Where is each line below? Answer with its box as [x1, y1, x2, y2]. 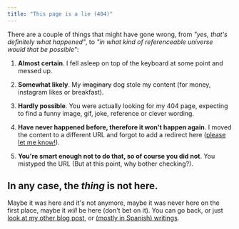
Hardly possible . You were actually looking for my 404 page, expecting [17, 101, 228, 110]
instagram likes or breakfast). [17, 87, 104, 96]
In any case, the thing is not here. [7, 180, 158, 192]
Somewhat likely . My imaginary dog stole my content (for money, [17, 80, 211, 89]
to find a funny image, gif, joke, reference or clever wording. [17, 109, 195, 117]
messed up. [17, 66, 53, 75]
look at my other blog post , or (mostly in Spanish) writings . [7, 214, 180, 223]
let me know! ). [17, 138, 60, 147]
